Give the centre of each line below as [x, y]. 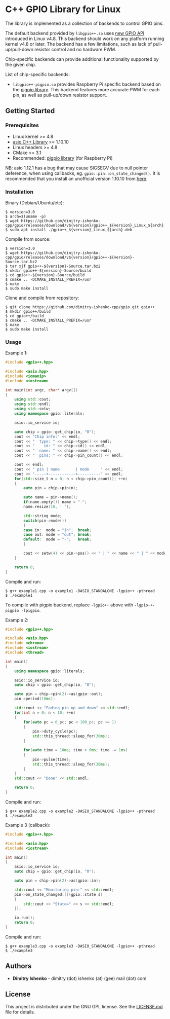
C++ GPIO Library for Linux [63, 9]
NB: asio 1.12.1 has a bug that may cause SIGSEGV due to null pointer [77, 168]
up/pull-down [19, 49]
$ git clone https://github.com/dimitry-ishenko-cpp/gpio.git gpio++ [80, 307]
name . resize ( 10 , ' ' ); [47, 507]
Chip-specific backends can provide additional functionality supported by [82, 59]
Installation [19, 192]
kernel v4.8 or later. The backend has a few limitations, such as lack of [79, 44]
